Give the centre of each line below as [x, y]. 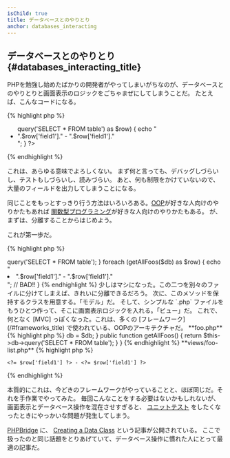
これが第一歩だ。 [31, 235]
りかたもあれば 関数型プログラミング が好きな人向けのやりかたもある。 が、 [114, 211]
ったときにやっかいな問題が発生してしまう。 [70, 416]
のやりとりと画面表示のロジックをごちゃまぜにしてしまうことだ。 [101, 93]
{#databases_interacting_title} [74, 67]
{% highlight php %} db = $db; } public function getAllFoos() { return [104, 335]
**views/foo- [200, 343]
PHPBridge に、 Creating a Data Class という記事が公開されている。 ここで [114, 430]
